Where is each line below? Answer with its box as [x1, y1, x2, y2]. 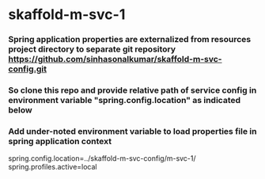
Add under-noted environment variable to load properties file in [8, 125, 257, 136]
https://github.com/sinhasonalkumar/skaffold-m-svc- [8, 54, 223, 65]
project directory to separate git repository [8, 44, 176, 55]
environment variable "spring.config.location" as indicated [8, 95, 241, 106]
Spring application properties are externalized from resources [8, 34, 252, 45]
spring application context [8, 135, 112, 147]
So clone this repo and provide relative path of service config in [8, 85, 257, 96]
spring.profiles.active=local [8, 162, 97, 172]
